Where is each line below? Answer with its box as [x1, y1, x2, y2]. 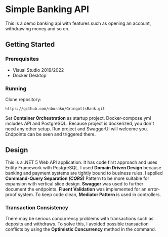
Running [5, 85, 27, 92]
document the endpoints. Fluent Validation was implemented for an [5, 186, 147, 192]
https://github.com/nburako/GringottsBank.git [5, 106, 105, 111]
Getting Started [5, 40, 55, 49]
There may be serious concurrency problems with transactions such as [5, 216, 154, 222]
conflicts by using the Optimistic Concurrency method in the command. [5, 226, 156, 232]
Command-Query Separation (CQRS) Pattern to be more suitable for [5, 175, 150, 181]
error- [147, 186, 160, 192]
